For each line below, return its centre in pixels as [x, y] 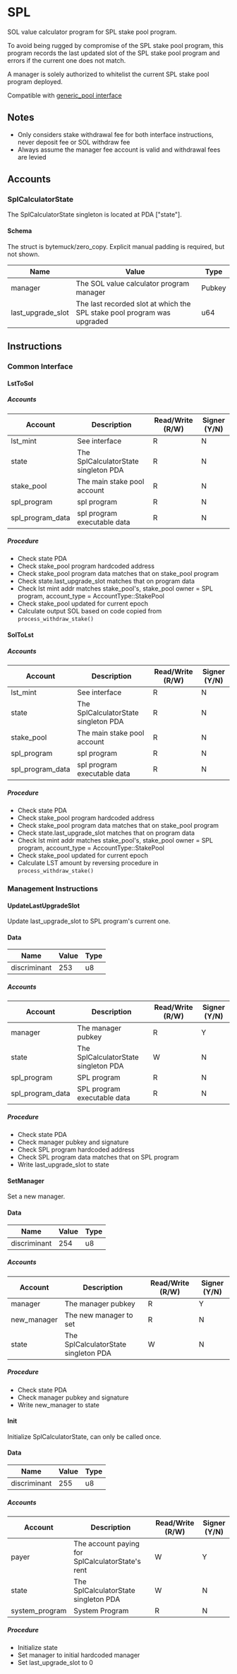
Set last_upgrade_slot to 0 [55, 1662]
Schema [20, 231]
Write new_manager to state [59, 1404]
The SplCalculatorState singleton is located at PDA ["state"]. [95, 215]
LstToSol [20, 383]
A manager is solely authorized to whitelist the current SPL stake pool [108, 74]
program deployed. [35, 81]
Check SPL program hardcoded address [76, 1150]
